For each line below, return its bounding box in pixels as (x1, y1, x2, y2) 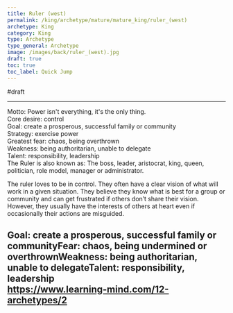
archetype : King (7, 23, 54, 30)
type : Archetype (7, 36, 54, 43)
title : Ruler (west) (7, 10, 67, 17)
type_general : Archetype (7, 42, 79, 49)
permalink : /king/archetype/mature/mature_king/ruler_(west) (7, 17, 188, 24)
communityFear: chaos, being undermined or (7, 240, 207, 252)
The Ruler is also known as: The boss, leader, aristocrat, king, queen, (7, 159, 205, 167)
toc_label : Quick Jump (7, 68, 73, 75)
